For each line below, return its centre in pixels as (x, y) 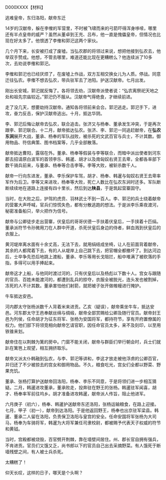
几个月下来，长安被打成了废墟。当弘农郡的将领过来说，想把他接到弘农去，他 (83, 51)
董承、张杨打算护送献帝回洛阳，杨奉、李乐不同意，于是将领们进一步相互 (79, 381)
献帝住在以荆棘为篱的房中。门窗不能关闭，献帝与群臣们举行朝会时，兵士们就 (83, 342)
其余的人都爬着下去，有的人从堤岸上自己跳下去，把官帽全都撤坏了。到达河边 (83, 250)
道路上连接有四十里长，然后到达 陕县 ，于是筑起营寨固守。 (85, 188)
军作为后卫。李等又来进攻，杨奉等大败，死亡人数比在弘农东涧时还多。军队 (81, 182)
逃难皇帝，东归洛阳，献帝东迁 (35, 18)
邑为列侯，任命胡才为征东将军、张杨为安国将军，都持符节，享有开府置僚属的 (83, 319)
